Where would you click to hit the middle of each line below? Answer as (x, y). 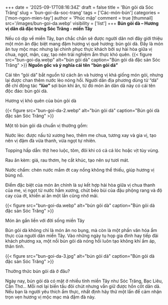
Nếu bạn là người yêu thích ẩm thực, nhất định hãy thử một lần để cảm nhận (83, 292)
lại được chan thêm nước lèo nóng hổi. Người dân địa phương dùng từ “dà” (82, 80)
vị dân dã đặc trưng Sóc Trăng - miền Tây (49, 29)
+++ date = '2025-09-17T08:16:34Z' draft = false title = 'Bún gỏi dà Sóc (79, 7)
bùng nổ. (15, 175)
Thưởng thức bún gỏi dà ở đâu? (38, 271)
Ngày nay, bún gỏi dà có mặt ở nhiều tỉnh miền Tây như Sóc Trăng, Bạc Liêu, (84, 281)
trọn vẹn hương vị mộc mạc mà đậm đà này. (50, 297)
